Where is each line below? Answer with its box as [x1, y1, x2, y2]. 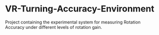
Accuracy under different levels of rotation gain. [5, 24, 102, 30]
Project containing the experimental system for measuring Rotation [5, 19, 141, 25]
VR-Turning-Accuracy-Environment [5, 3, 155, 14]
